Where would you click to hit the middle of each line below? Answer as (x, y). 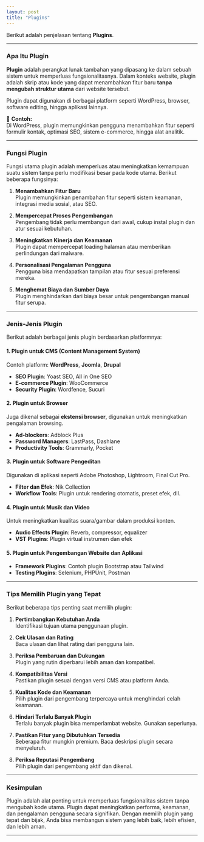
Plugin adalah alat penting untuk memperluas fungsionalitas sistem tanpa (98, 801)
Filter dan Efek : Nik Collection (53, 487)
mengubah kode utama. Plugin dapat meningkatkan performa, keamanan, (98, 807)
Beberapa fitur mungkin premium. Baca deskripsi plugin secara (94, 741)
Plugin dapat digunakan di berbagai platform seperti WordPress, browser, (98, 100)
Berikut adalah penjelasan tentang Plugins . (60, 35)
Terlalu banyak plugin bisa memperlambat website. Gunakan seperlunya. (106, 723)
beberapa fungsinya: (32, 179)
